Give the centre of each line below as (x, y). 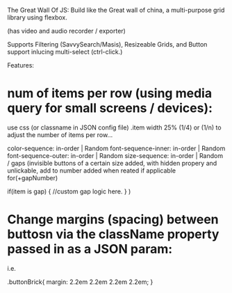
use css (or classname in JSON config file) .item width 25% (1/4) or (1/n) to (114, 127)
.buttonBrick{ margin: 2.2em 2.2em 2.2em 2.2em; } (80, 282)
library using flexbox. (38, 17)
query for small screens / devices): (110, 108)
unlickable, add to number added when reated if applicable (91, 171)
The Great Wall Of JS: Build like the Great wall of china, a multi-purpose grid (116, 10)
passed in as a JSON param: (90, 249)
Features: (21, 65)
